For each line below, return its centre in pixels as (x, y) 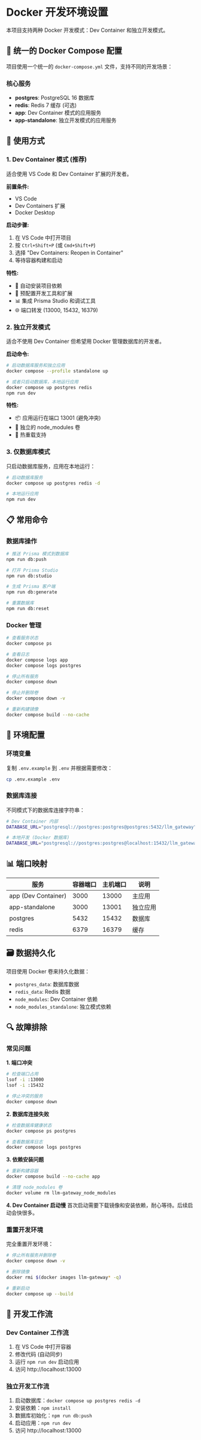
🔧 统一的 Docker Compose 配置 (64, 51)
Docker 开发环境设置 (57, 12)
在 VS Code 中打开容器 (43, 1347)
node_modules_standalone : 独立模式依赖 (63, 1006)
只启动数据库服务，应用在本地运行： (51, 466)
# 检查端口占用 (22, 1074)
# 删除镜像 (18, 1272)
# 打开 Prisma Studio (32, 570)
